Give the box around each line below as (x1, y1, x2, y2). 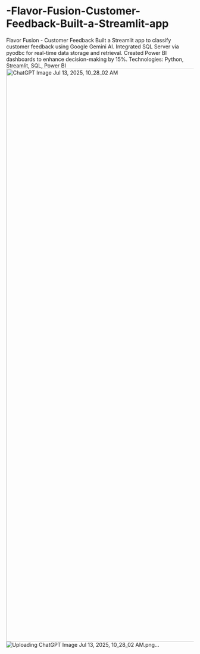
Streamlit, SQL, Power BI (6, 61, 67, 69)
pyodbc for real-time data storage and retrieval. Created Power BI (6, 49, 167, 56)
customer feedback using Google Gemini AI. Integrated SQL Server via (6, 43, 180, 50)
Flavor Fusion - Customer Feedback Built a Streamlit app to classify (6, 36, 171, 44)
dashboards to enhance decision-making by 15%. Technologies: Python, (6, 55, 184, 63)
